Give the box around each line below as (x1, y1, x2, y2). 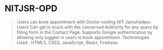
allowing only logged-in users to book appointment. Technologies (16, 34, 150, 40)
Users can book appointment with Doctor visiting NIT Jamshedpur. (16, 19, 152, 25)
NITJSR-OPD (4, 3, 57, 14)
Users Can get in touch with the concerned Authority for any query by (16, 24, 158, 30)
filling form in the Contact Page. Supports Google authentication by (16, 29, 153, 35)
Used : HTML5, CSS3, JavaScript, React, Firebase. (16, 39, 119, 45)
